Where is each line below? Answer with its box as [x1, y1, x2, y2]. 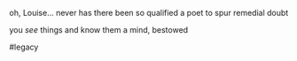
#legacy [9, 42, 39, 52]
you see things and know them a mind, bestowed [9, 25, 189, 34]
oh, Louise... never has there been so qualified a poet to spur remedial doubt [9, 8, 289, 18]
